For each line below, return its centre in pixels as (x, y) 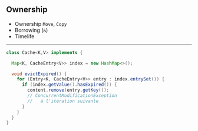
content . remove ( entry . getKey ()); (68, 90)
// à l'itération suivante (63, 101)
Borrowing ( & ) (31, 30)
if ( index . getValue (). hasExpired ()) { (69, 85)
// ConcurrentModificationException (72, 96)
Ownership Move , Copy (41, 23)
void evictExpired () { (39, 74)
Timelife (24, 36)
